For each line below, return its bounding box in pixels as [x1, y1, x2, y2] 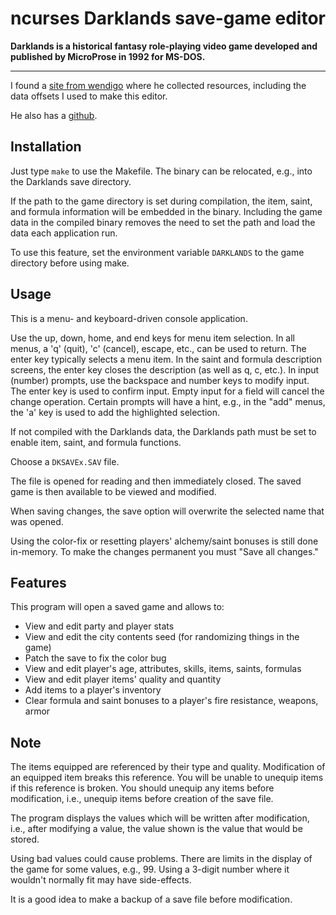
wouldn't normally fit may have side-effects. [10, 874, 192, 886]
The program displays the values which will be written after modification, [10, 812, 310, 824]
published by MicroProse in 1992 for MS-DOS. [10, 50, 206, 62]
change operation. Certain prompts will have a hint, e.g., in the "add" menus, [10, 395, 326, 407]
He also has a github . [10, 109, 98, 121]
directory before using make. [10, 257, 130, 269]
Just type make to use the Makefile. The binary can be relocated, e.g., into [10, 165, 313, 177]
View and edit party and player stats [24, 620, 175, 632]
